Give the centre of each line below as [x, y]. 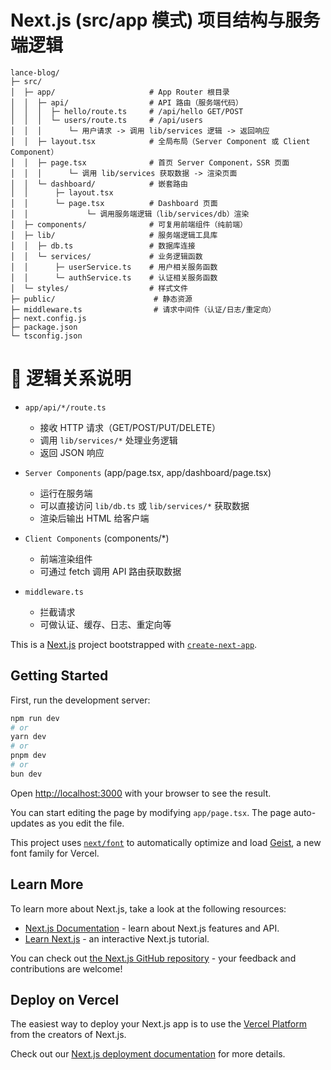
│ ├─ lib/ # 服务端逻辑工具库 [114, 235]
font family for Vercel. [55, 853]
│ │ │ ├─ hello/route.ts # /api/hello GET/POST [127, 111]
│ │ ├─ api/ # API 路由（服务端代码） [126, 102]
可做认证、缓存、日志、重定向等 [105, 624]
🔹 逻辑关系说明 [71, 378]
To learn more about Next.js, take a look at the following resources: [148, 908]
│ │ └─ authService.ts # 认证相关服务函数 [114, 277]
